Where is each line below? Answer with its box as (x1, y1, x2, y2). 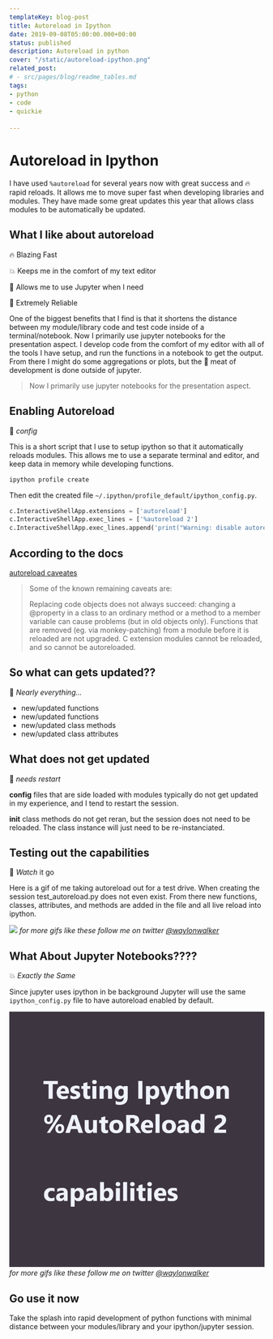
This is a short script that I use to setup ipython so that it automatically (9, 442, 244, 451)
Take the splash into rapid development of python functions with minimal (9, 1313, 252, 1323)
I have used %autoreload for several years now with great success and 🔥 (9, 178, 250, 188)
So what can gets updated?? (9, 665, 156, 680)
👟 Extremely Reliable (9, 297, 78, 307)
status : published (9, 39, 71, 47)
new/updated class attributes (20, 729, 119, 738)
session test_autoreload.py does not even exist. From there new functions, (9, 892, 258, 901)
